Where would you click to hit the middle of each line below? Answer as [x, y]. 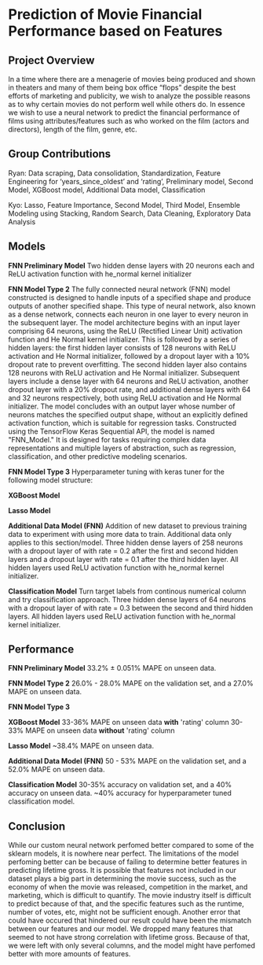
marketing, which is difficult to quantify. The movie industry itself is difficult [130, 896]
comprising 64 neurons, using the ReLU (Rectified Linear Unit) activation [126, 331]
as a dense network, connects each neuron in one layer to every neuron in [128, 314]
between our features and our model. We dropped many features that [121, 929]
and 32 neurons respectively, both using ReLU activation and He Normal [125, 397]
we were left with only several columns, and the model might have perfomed [131, 945]
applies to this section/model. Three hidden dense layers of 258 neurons [126, 542]
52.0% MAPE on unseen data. [57, 770]
